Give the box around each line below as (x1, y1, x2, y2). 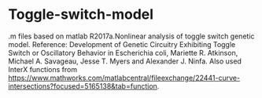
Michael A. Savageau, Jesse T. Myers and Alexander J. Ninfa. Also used (8, 56, 242, 66)
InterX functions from (8, 64, 77, 74)
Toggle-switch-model (8, 5, 154, 24)
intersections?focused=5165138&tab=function (8, 81, 157, 91)
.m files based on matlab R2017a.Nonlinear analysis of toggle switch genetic (8, 31, 255, 41)
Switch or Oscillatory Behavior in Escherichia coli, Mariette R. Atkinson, (8, 48, 238, 57)
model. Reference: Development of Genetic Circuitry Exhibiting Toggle (8, 39, 236, 49)
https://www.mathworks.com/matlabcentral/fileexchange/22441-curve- (8, 73, 241, 82)
